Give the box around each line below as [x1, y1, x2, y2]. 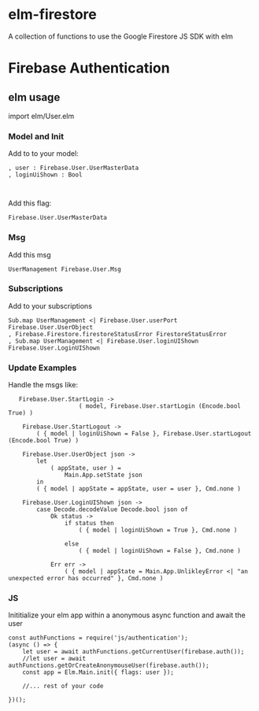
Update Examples [8, 362, 77, 373]
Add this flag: [8, 198, 52, 208]
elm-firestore [8, 6, 97, 24]
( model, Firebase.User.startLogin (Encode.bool [78, 402, 242, 410]
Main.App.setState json [64, 471, 143, 480]
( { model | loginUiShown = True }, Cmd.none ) [78, 526, 238, 535]
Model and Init [8, 131, 65, 142]
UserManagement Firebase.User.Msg [8, 265, 122, 273]
